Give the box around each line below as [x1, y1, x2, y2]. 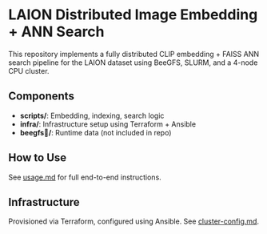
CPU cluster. [8, 66, 50, 75]
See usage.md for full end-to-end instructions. [8, 172, 161, 182]
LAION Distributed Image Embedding [8, 6, 258, 24]
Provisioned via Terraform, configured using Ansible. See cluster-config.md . [8, 216, 260, 226]
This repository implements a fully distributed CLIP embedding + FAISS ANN [8, 49, 260, 58]
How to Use [8, 151, 67, 165]
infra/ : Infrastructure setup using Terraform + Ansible [19, 119, 197, 129]
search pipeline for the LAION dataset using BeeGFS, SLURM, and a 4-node [8, 58, 258, 67]
